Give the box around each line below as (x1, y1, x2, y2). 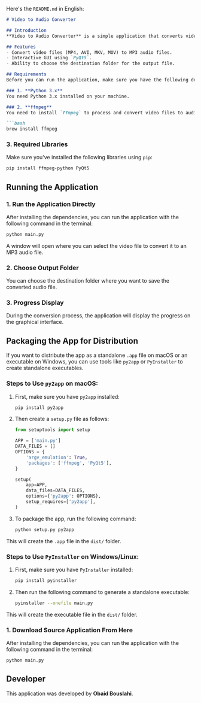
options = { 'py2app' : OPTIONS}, (26, 493, 101, 499)
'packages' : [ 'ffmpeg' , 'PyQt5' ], (26, 460, 112, 466)
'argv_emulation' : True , (26, 454, 88, 460)
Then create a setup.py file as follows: (14, 416, 109, 423)
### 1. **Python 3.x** (6, 87, 63, 93)
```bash (6, 120, 26, 126)
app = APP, (26, 482, 48, 488)
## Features (6, 44, 36, 50)
